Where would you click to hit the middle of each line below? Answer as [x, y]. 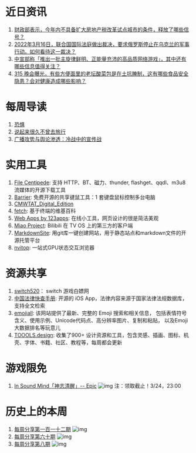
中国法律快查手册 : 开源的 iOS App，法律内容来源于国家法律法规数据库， [101, 298]
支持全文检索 [29, 305]
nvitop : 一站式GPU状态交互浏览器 [54, 247]
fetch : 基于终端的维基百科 [45, 211]
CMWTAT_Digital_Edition [44, 204]
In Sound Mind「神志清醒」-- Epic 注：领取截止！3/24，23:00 [97, 385]
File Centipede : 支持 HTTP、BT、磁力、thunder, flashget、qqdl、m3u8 [100, 182]
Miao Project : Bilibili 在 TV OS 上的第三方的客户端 [73, 225]
